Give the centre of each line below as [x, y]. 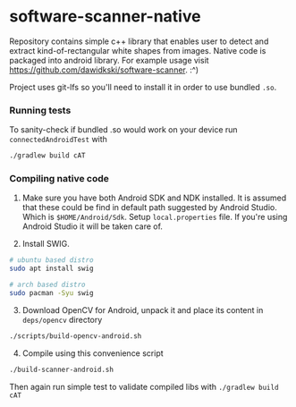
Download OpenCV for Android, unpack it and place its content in [143, 309]
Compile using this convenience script [93, 353]
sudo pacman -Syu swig [51, 293]
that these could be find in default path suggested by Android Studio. [149, 208]
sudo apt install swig [51, 269]
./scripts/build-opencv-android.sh [76, 336]
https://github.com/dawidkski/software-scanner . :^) [104, 70]
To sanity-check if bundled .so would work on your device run [124, 130]
